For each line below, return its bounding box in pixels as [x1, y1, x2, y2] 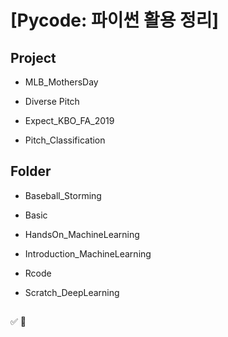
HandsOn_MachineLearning [24, 228, 140, 240]
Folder [10, 163, 52, 180]
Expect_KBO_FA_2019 [24, 115, 115, 126]
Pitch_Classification [24, 134, 106, 146]
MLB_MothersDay [24, 76, 99, 88]
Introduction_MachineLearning [24, 247, 152, 260]
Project [10, 49, 57, 66]
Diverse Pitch [24, 96, 80, 107]
